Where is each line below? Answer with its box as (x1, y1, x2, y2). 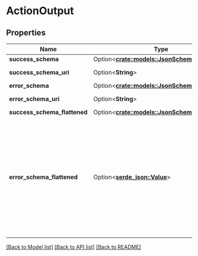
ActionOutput (6, 4, 74, 18)
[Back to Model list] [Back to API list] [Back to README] (6, 244, 141, 250)
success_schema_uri (9, 68, 70, 76)
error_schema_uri (9, 95, 60, 103)
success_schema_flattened (9, 108, 88, 116)
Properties (6, 28, 46, 38)
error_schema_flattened (9, 173, 78, 181)
